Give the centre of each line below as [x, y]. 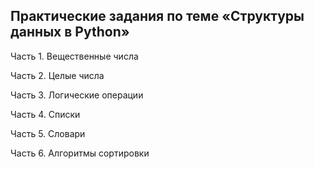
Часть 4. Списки [45, 114]
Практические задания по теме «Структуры [157, 16]
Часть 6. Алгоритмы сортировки [80, 153]
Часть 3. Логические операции [77, 95]
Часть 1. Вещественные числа [74, 56]
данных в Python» [70, 32]
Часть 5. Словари [48, 133]
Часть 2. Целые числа [57, 75]
